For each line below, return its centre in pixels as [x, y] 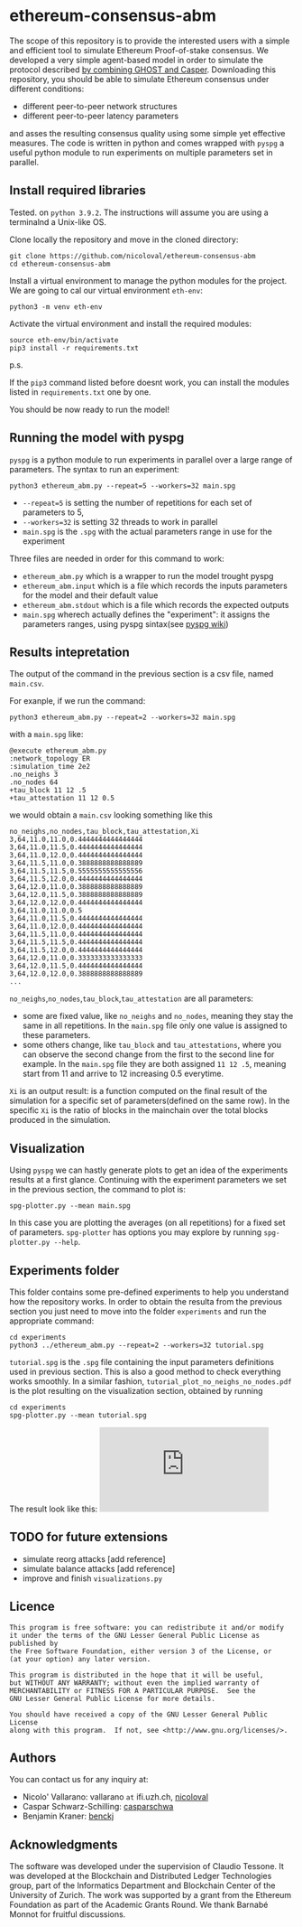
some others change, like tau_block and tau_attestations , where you [152, 1045]
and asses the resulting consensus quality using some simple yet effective [147, 133]
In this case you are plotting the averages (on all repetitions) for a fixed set [147, 1223]
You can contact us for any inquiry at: [79, 1780]
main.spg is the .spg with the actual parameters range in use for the [147, 531]
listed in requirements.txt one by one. [80, 392]
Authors [33, 1758]
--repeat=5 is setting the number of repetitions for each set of [137, 502]
